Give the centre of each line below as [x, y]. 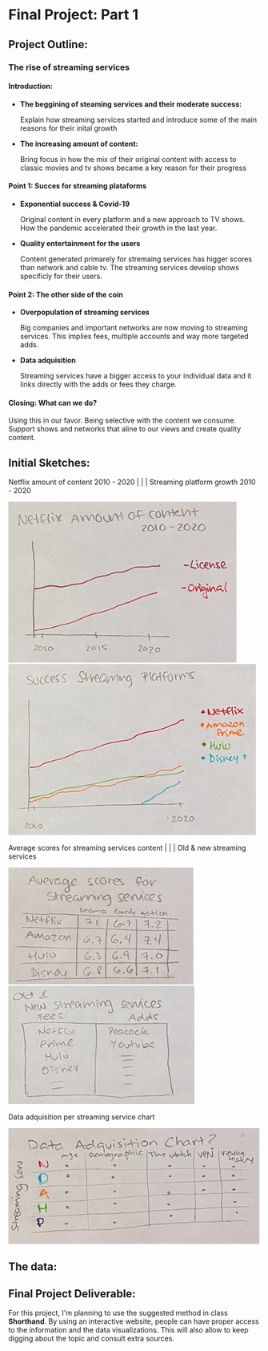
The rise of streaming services [69, 67]
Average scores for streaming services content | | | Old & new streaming [127, 848]
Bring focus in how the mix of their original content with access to [128, 159]
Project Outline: [48, 44]
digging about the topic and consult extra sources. [91, 1339]
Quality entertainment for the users [80, 243]
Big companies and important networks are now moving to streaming [134, 328]
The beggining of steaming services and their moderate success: [131, 104]
